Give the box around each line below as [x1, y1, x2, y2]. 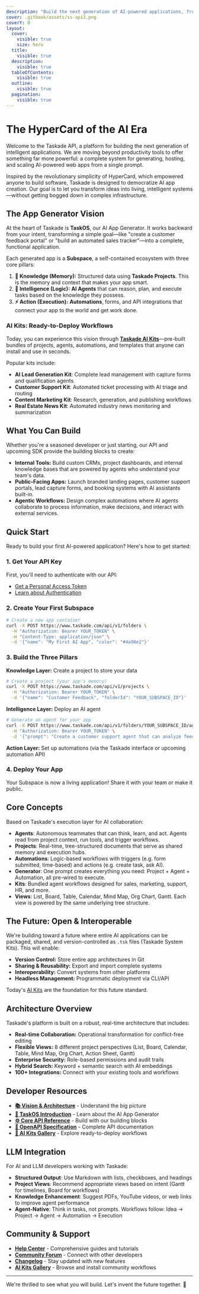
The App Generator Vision [6, 208, 105, 218]
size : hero [17, 42, 44, 48]
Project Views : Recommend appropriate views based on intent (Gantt [14, 1180, 185, 1187]
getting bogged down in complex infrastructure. [30, 191, 148, 199]
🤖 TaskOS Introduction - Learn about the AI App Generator [14, 1111, 159, 1118]
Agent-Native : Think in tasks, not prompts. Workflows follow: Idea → [14, 1206, 184, 1213]
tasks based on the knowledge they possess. [14, 291, 126, 299]
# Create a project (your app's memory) [6, 678, 108, 684]
